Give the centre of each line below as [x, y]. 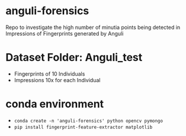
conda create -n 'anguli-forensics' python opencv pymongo [89, 121]
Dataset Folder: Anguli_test [74, 58]
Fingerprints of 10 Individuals [49, 74]
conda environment [55, 104]
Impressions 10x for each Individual [57, 80]
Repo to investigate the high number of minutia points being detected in [93, 27]
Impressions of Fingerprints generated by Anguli [65, 33]
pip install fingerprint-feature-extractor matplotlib [83, 127]
